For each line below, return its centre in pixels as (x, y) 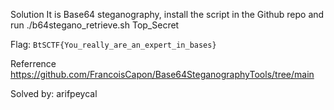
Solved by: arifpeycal (54, 93)
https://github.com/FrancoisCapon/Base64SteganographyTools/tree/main (162, 74)
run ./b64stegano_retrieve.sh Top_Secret (95, 25)
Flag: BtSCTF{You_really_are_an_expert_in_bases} (113, 44)
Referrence (33, 63)
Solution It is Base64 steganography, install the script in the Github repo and (167, 14)
